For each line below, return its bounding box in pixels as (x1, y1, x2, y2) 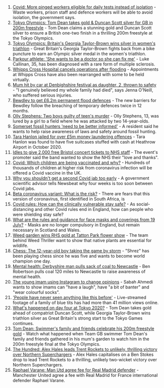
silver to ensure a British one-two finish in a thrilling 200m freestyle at (12, 30, 153, 36)
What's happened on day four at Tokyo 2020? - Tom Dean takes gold (12, 305, 152, 310)
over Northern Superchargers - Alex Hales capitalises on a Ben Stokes (12, 351, 154, 357)
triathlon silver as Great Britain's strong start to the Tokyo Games (12, 315, 143, 321)
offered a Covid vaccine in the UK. (12, 170, 82, 176)
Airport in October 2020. (12, 144, 62, 150)
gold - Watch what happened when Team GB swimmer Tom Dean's (12, 331, 147, 336)
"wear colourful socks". (12, 289, 60, 295)
